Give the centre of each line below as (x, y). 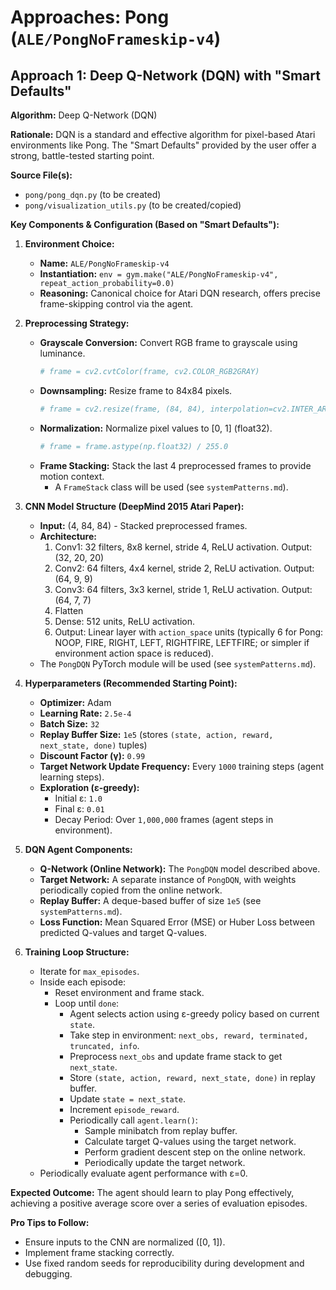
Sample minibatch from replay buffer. (161, 1130)
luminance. (62, 353)
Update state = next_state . (128, 1098)
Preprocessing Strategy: (77, 323)
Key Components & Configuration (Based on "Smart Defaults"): (145, 224)
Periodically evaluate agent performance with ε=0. (143, 1173)
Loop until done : (87, 1003)
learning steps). (72, 777)
